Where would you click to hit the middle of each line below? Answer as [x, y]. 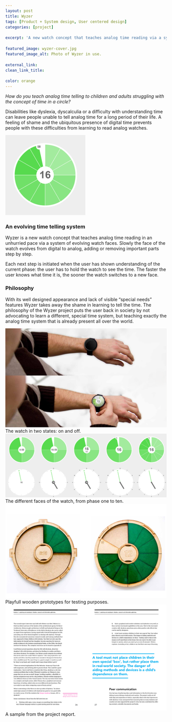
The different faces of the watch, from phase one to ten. [64, 501]
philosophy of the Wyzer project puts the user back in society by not [78, 310]
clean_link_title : [25, 70]
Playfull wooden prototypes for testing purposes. [57, 602]
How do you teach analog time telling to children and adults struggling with [85, 96]
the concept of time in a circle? [38, 102]
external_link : [21, 65]
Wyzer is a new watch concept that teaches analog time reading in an [79, 238]
